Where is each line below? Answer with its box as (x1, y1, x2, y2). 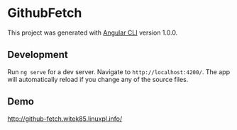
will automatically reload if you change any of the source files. (7, 75, 189, 83)
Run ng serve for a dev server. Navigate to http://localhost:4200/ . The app (7, 67, 231, 76)
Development (7, 49, 69, 61)
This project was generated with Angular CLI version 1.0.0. (7, 28, 178, 37)
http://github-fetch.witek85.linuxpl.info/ (7, 114, 123, 123)
